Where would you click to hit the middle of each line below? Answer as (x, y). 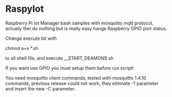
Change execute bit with (31, 38)
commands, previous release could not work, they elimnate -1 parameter (82, 83)
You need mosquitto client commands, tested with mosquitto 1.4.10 (76, 78)
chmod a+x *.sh (22, 48)
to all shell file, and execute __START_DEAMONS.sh (60, 58)
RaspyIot (25, 9)
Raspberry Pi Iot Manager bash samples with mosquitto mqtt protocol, (79, 23)
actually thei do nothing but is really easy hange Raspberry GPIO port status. (86, 28)
